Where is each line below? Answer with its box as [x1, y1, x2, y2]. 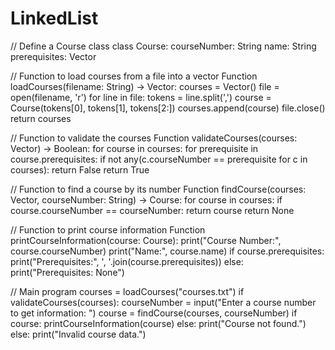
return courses [10, 112, 72, 124]
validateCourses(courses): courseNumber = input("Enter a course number [10, 296, 317, 308]
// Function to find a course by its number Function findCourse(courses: [10, 183, 307, 195]
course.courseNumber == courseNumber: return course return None [10, 204, 295, 216]
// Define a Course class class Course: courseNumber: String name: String [10, 40, 317, 52]
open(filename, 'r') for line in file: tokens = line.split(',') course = [10, 91, 272, 103]
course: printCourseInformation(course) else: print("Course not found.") [10, 317, 307, 329]
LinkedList [10, 7, 99, 30]
